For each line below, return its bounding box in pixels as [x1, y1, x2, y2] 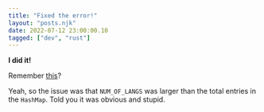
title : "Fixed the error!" [8, 11, 98, 20]
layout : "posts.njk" [8, 19, 77, 27]
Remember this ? [8, 71, 62, 80]
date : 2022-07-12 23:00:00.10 [8, 26, 109, 34]
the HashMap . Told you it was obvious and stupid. [8, 95, 165, 104]
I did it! [8, 56, 32, 65]
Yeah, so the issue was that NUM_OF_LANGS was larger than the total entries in [8, 87, 257, 96]
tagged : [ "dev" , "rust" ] [8, 33, 91, 42]
